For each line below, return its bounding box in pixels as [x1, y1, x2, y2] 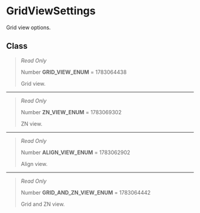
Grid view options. [6, 24, 51, 31]
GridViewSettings [6, 4, 96, 18]
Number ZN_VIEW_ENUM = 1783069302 [20, 108, 122, 115]
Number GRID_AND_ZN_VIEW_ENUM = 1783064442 [20, 189, 151, 196]
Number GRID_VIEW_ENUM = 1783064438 [20, 68, 127, 76]
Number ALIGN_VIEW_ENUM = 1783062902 [20, 149, 131, 156]
